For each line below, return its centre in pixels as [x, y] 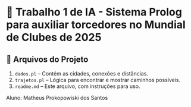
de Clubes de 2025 [54, 37]
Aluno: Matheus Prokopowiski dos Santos [57, 98]
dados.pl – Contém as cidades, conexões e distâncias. [82, 73]
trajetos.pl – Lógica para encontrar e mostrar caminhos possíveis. [97, 80]
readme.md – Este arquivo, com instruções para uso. [77, 86]
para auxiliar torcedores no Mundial [96, 25]
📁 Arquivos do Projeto [47, 59]
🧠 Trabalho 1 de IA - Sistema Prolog [94, 12]
